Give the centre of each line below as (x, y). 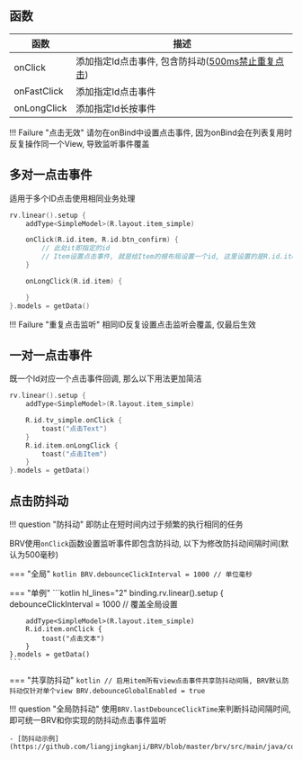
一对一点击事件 (51, 355)
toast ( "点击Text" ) (75, 429)
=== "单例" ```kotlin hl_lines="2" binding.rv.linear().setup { (116, 593)
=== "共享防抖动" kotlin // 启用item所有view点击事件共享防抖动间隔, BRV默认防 (149, 680)
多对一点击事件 (51, 175)
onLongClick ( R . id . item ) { (74, 281)
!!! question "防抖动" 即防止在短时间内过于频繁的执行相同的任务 (126, 524)
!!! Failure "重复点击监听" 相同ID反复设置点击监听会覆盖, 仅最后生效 (133, 324)
